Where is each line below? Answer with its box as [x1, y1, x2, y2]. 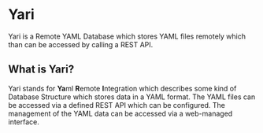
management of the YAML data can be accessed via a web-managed [8, 109, 233, 118]
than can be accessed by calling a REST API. [8, 39, 154, 49]
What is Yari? [8, 63, 75, 76]
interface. [8, 116, 39, 127]
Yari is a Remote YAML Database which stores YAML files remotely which [8, 31, 246, 41]
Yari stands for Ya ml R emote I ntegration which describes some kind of [8, 83, 237, 93]
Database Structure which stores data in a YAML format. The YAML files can [8, 92, 256, 102]
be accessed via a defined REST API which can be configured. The [8, 100, 226, 109]
